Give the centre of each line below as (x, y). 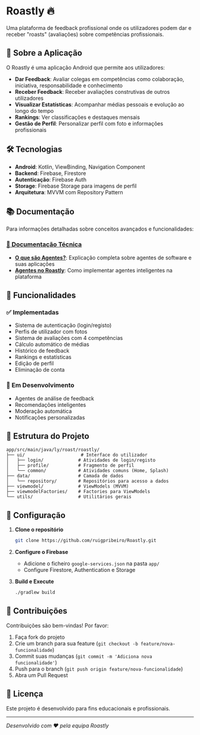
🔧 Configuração (36, 515)
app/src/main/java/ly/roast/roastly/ (53, 450)
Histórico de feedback (42, 351)
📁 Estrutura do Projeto (48, 437)
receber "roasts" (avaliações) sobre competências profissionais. (85, 34)
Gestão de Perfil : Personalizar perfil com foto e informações (89, 123)
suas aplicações (35, 264)
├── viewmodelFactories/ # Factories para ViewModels (78, 492)
